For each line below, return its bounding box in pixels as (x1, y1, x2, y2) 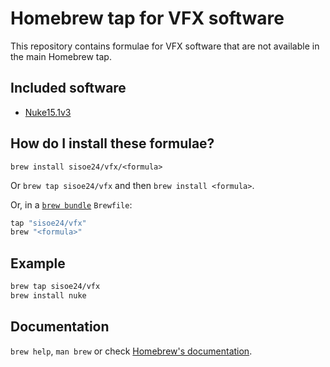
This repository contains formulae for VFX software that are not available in (10, 40, 320, 52)
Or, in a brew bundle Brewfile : (10, 198, 133, 211)
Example (10, 255, 66, 272)
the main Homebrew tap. (10, 50, 112, 62)
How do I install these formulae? (10, 135, 215, 152)
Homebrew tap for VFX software (10, 7, 285, 30)
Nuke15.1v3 (24, 106, 72, 118)
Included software (10, 80, 127, 97)
